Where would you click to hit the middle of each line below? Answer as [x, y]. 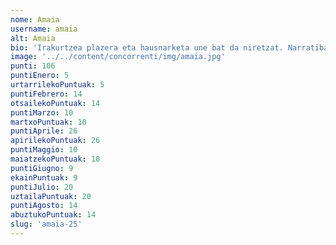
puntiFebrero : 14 [46, 94]
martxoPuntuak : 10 [48, 122]
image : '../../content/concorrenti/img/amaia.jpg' [118, 57]
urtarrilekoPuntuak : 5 [57, 85]
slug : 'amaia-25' [46, 224]
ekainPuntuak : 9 [44, 177]
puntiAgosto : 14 [44, 206]
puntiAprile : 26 [44, 131]
